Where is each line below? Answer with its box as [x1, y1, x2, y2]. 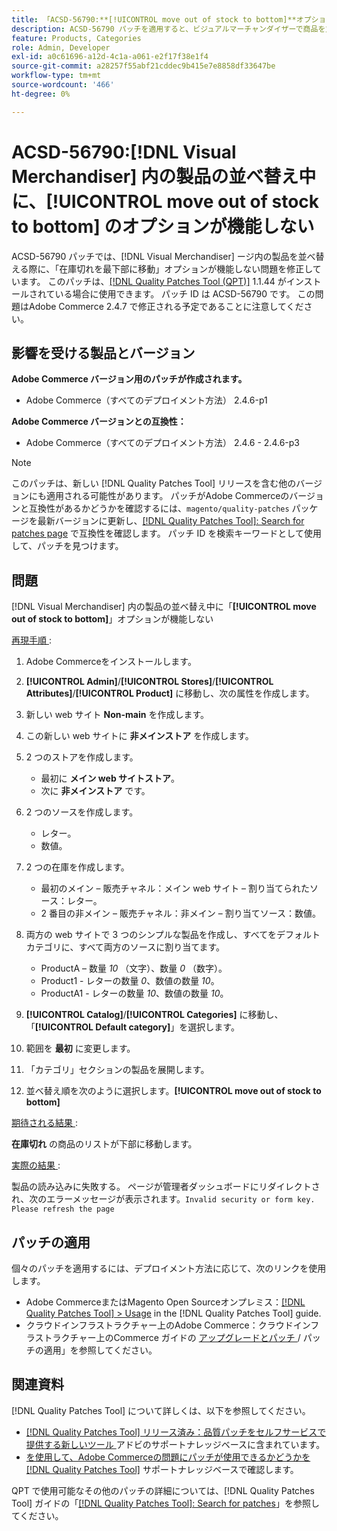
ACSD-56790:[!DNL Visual [11, 141, 237, 163]
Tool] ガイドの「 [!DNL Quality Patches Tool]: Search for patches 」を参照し [11, 1497, 320, 1509]
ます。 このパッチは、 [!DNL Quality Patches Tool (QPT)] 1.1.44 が [19, 275, 287, 287]
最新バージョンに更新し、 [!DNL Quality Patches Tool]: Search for [37, 515, 305, 527]
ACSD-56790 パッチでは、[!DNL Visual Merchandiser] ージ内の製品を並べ [11, 250, 316, 262]
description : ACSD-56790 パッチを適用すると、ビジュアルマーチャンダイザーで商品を [11, 24, 326, 34]
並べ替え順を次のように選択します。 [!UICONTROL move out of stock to [25, 1085, 322, 1097]
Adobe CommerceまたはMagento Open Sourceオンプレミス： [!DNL [25, 1296, 306, 1308]
